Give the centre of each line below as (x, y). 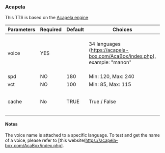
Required (51, 29)
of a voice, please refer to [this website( (45, 140)
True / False (102, 102)
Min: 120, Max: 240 (111, 76)
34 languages (105, 44)
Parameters (21, 29)
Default (75, 29)
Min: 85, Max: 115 (110, 84)
